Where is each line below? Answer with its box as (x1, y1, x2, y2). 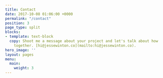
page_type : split (5, 25, 41, 30)
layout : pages (5, 52, 34, 57)
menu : (5, 57, 16, 62)
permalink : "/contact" (5, 16, 51, 21)
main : (9, 61, 21, 66)
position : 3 (5, 20, 29, 26)
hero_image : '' (5, 47, 36, 52)
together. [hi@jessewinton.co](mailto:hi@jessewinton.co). (14, 43, 137, 48)
